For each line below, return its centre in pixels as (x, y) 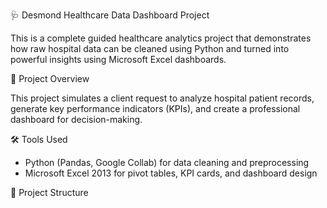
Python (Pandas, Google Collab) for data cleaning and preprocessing (167, 162)
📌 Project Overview (50, 78)
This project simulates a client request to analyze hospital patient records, (162, 98)
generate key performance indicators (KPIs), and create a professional (155, 108)
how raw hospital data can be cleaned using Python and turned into (150, 48)
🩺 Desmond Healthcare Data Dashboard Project (110, 15)
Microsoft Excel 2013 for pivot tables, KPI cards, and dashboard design (171, 173)
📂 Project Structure (49, 192)
